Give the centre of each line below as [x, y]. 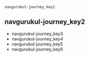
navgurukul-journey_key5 [37, 44]
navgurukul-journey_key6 [37, 49]
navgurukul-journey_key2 [45, 22]
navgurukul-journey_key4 [37, 38]
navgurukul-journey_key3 [37, 34]
